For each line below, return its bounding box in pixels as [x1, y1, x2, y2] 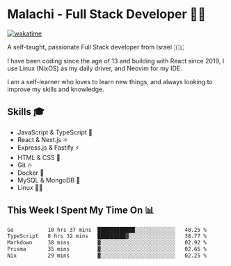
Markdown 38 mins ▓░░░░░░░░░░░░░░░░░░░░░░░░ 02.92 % [7, 240, 207, 247]
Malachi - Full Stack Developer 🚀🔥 [7, 6, 207, 22]
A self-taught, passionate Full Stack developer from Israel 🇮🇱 [7, 42, 184, 51]
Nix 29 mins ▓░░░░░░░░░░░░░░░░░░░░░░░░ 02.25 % [7, 252, 207, 260]
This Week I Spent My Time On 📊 [7, 205, 154, 217]
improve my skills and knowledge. [7, 85, 104, 93]
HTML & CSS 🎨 [17, 153, 61, 162]
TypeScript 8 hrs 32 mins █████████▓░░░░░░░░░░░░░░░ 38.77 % [7, 233, 207, 240]
